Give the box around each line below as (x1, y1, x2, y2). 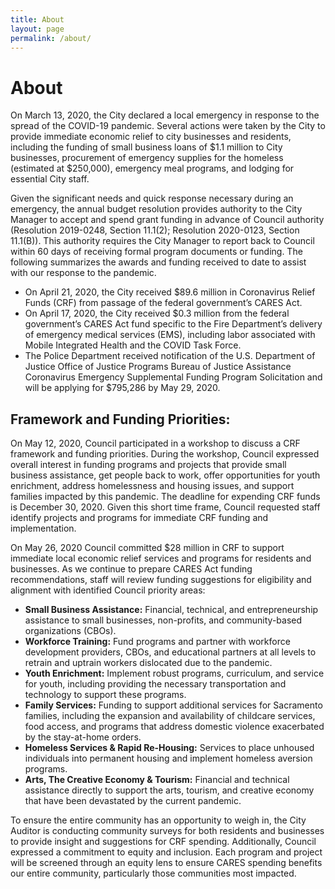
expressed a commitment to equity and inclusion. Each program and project (10, 846, 323, 858)
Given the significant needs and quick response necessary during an (10, 192, 294, 205)
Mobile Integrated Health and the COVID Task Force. (24, 339, 242, 351)
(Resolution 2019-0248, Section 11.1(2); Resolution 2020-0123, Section (10, 224, 300, 236)
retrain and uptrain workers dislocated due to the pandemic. (24, 657, 273, 669)
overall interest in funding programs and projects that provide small (10, 459, 287, 471)
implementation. (10, 522, 77, 535)
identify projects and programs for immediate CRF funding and (10, 512, 269, 524)
